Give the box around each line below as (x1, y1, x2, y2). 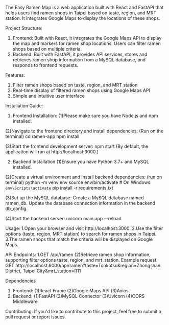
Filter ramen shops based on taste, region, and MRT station (12, 82, 138, 88)
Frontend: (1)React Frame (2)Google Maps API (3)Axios (12, 288, 129, 293)
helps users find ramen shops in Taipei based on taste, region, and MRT (5, 10, 157, 16)
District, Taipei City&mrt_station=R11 (5, 268, 81, 274)
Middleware (12, 298, 38, 305)
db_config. (5, 205, 28, 212)
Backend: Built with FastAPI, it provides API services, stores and (12, 51, 148, 57)
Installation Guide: (5, 103, 43, 109)
